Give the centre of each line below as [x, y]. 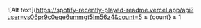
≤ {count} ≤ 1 [163, 17]
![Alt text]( [21, 10]
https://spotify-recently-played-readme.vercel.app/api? [115, 10]
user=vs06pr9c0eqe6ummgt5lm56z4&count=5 [75, 17]
